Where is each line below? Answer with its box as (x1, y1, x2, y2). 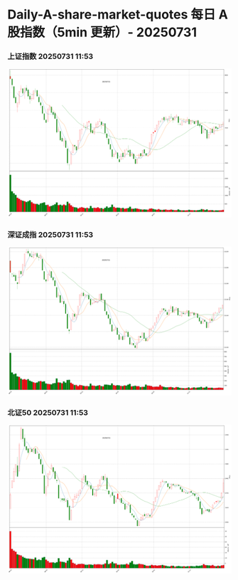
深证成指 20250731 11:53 (7, 229, 94, 239)
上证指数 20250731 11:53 (7, 51, 94, 61)
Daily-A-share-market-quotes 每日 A (7, 6, 229, 23)
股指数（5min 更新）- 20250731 (7, 24, 198, 41)
